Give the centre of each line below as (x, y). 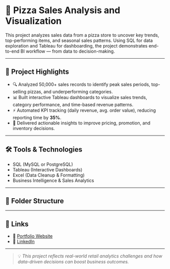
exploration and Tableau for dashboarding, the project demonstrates (76, 46)
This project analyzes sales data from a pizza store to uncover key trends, (82, 35)
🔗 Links (17, 224)
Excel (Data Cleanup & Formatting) (49, 175)
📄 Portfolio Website (33, 236)
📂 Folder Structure (35, 201)
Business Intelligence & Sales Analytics (53, 180)
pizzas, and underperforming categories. (70, 92)
